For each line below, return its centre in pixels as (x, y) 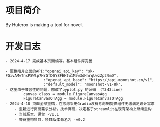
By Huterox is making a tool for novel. (44, 24)
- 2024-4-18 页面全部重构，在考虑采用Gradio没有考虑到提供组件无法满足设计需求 (80, 104)
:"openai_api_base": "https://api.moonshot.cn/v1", (99, 80)
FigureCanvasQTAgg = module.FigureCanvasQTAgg (73, 98)
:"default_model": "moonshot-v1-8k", (83, 84)
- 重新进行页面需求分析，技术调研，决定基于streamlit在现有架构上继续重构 (83, 109)
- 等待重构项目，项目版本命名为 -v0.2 (50, 120)
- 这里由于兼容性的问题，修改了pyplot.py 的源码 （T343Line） (65, 89)
